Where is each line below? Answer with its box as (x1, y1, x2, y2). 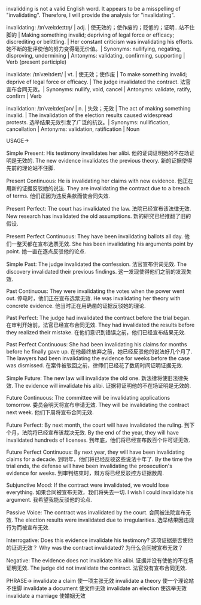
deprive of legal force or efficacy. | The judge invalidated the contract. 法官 (6, 78, 191, 85)
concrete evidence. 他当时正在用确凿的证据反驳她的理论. (6, 302, 146, 309)
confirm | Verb (6, 92, 42, 100)
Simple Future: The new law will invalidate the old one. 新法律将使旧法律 (6, 375, 184, 382)
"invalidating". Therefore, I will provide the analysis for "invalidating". (6, 11, 175, 19)
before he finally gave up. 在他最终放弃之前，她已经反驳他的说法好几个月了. (6, 348, 193, 355)
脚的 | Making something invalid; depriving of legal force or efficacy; (6, 31, 175, 38)
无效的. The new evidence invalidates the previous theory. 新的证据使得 (16, 157, 193, 164)
